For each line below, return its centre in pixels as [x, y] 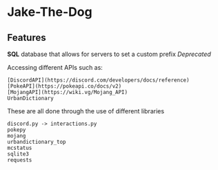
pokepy [17, 130]
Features [27, 38]
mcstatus [20, 148]
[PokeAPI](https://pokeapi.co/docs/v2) [65, 86]
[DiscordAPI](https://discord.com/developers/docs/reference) [98, 80]
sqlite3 [18, 154]
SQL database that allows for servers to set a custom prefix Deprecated [109, 54]
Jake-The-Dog [50, 12]
